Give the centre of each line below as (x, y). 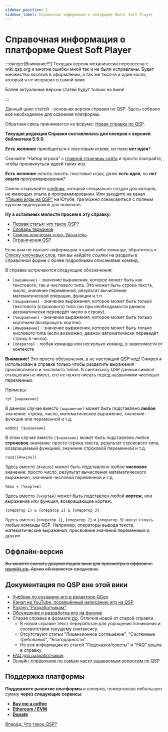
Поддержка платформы (45, 677)
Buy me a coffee (30, 703)
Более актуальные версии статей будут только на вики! (65, 90)
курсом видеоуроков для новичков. (44, 205)
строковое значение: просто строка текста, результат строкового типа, (82, 443)
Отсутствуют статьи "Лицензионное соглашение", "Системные (87, 634)
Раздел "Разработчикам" (39, 608)
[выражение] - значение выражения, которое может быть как (77, 280)
